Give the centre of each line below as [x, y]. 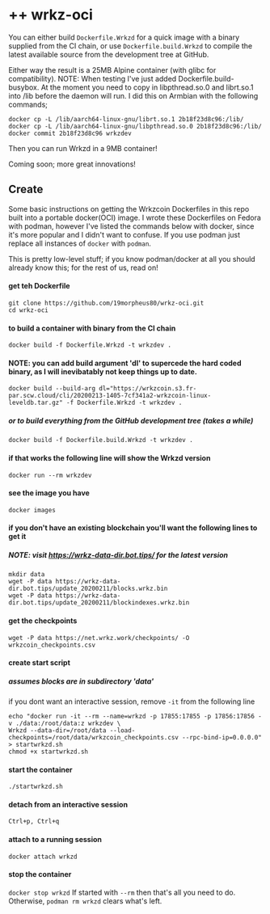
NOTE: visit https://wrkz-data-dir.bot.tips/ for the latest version [118, 554]
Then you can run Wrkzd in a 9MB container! [83, 148]
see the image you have [49, 493]
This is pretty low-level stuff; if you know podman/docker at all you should [132, 259]
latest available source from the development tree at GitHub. [109, 54]
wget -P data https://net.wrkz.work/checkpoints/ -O [99, 638]
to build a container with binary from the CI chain [92, 328]
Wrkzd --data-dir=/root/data [57, 731]
